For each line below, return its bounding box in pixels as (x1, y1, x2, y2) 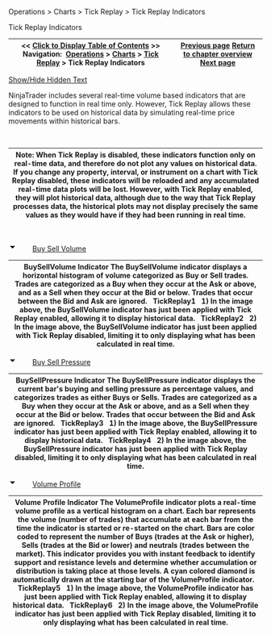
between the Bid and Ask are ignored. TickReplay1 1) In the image (17, 296, 254, 306)
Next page (200, 57, 236, 67)
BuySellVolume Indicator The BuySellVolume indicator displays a (23, 261, 248, 271)
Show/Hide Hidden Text (8, 75, 87, 84)
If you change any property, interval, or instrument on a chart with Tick (13, 167, 258, 177)
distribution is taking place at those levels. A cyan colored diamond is (15, 566, 256, 575)
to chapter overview (182, 48, 252, 59)
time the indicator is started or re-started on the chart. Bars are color (15, 523, 256, 533)
